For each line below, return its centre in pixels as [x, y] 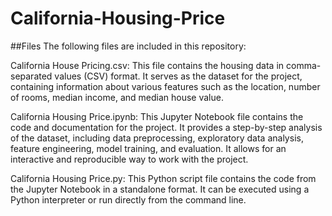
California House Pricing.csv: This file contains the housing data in [147, 65]
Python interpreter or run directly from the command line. [128, 199]
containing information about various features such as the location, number [165, 86]
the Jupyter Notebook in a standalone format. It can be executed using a [160, 189]
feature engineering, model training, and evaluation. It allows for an [148, 148]
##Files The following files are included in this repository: [128, 46]
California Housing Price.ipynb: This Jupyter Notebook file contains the [157, 116]
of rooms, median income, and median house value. [117, 97]
